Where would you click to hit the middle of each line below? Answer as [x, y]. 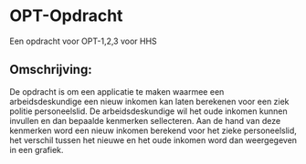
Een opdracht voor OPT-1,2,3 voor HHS [83, 41]
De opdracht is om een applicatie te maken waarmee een [117, 91]
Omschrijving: [51, 70]
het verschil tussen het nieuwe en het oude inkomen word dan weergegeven [153, 140]
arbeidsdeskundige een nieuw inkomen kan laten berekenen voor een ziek [149, 101]
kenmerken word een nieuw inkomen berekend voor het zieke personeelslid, [153, 130]
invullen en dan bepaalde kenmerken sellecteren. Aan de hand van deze [145, 120]
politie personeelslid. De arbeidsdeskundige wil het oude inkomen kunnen [148, 111]
